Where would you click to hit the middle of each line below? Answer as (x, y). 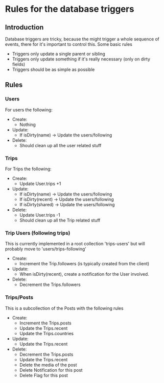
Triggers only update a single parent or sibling (59, 54)
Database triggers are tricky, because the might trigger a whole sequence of (82, 39)
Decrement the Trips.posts (46, 354)
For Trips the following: (28, 169)
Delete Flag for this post (44, 375)
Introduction (24, 27)
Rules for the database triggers (70, 9)
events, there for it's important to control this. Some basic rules (69, 44)
